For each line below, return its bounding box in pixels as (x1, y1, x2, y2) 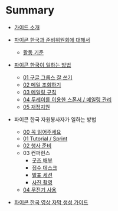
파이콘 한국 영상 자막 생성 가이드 (14, 199, 88, 206)
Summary (5, 4, 54, 17)
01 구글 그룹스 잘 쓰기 (22, 74, 73, 81)
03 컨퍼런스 (22, 149, 51, 156)
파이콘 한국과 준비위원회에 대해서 (14, 36, 90, 43)
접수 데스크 (31, 164, 57, 171)
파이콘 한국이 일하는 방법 (14, 61, 71, 68)
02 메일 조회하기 (22, 81, 61, 88)
